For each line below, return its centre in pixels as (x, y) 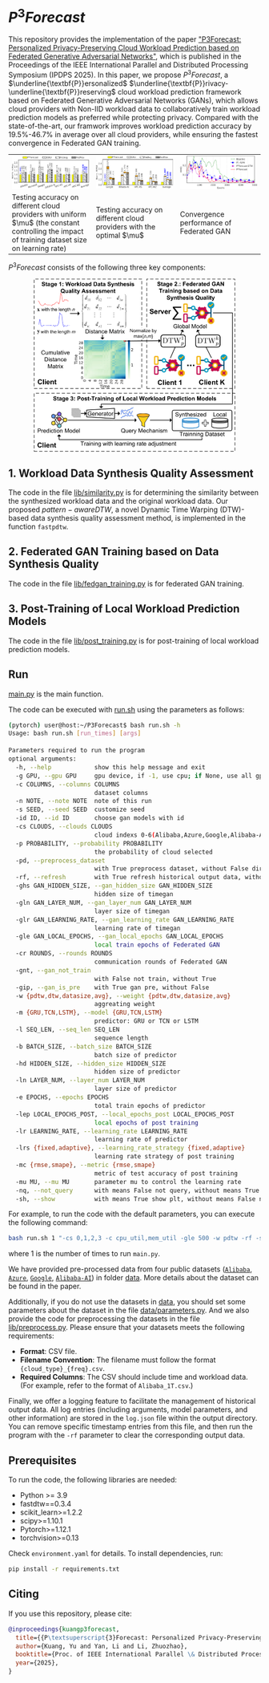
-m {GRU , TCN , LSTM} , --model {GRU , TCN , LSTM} (89, 1013)
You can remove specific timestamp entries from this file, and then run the (131, 1427)
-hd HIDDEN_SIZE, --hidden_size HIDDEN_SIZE (91, 1064)
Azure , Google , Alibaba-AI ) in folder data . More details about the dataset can (133, 1278)
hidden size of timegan (134, 894)
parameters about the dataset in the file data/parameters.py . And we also (129, 1310)
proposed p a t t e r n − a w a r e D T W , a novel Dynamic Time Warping (113, 509)
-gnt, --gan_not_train (53, 970)
